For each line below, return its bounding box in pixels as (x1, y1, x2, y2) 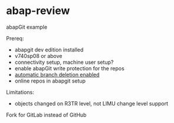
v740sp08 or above (14, 52, 63, 59)
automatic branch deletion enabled (14, 71, 100, 78)
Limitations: (6, 88, 34, 95)
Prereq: (6, 35, 24, 42)
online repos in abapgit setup (14, 77, 86, 84)
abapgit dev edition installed (14, 46, 84, 53)
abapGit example (6, 23, 48, 30)
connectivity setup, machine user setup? (14, 59, 114, 66)
